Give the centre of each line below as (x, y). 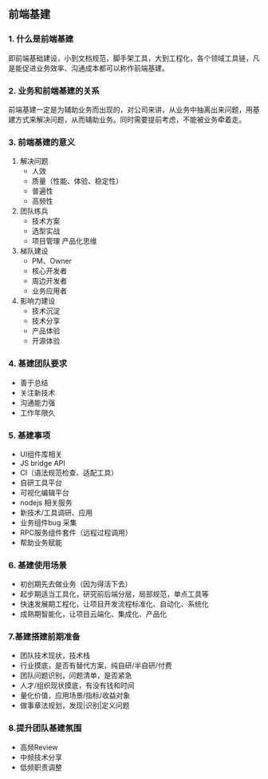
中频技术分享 (41, 757)
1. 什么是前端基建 (41, 39)
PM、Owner (52, 261)
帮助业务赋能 (41, 543)
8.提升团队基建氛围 (45, 728)
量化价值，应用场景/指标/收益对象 (75, 696)
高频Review (39, 747)
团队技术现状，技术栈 (55, 656)
